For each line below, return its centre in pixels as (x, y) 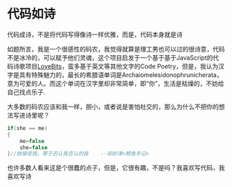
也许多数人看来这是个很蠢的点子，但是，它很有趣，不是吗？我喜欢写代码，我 (116, 168)
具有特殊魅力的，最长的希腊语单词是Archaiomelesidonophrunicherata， (121, 75)
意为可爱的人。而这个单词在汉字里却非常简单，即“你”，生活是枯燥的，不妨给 (116, 83)
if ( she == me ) (28, 128)
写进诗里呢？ (31, 115)
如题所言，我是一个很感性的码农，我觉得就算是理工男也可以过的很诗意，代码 (116, 49)
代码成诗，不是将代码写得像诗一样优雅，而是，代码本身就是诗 (95, 34)
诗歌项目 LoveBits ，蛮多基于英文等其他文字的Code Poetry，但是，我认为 (116, 66)
